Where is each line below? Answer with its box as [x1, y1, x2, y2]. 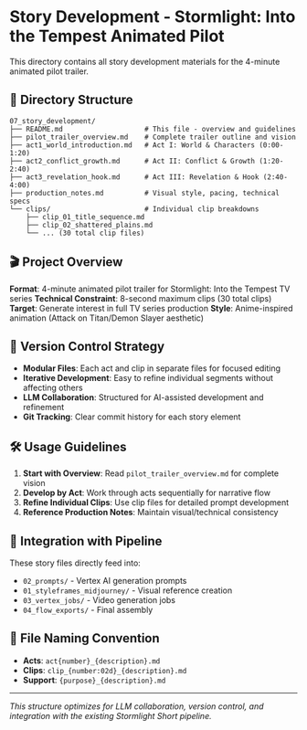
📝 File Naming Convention [9, 630, 160, 646]
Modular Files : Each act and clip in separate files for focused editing [22, 363, 281, 374]
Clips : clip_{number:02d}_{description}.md [22, 664, 187, 675]
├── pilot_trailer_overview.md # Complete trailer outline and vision [9, 132, 297, 142]
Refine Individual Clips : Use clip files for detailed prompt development [22, 497, 290, 508]
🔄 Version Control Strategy [9, 338, 165, 354]
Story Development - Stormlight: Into [9, 6, 296, 27]
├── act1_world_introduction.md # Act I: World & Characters [9, 140, 256, 150]
